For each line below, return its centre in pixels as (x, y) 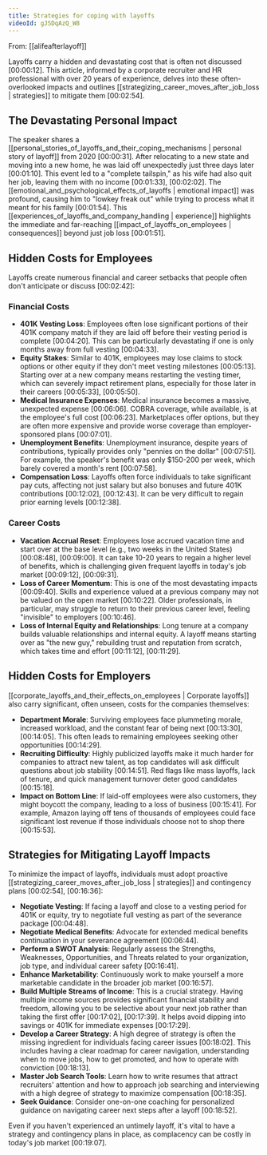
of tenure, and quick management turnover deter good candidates (128, 779)
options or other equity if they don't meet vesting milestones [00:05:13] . (138, 366)
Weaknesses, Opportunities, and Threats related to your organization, (134, 958)
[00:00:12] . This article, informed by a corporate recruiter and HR (115, 70)
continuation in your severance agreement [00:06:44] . (109, 941)
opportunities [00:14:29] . (61, 745)
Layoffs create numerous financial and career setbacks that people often (128, 277)
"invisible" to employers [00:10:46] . (78, 617)
